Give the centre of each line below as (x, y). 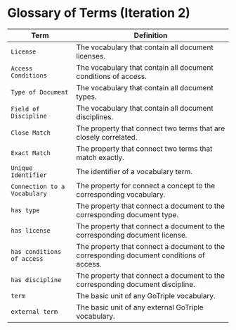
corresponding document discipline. (136, 284)
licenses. (91, 56)
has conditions (36, 251)
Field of (25, 109)
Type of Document (40, 92)
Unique (22, 168)
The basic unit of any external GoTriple (140, 307)
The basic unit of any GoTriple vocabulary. (146, 295)
